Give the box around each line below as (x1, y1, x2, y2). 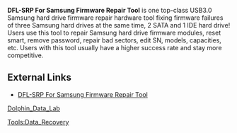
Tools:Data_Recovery (7, 117, 69, 126)
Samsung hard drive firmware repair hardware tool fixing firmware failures (7, 13, 224, 22)
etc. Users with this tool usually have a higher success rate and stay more (7, 44, 222, 52)
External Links (7, 71, 72, 83)
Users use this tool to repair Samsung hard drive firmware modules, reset (7, 28, 221, 37)
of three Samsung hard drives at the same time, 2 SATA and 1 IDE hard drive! (7, 21, 231, 29)
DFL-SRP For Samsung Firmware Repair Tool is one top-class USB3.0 (7, 6, 212, 14)
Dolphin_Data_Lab (7, 104, 60, 112)
